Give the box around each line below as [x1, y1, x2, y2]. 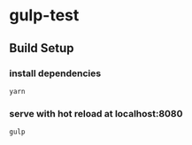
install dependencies [9, 67, 102, 80]
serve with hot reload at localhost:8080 [9, 107, 183, 119]
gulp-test [9, 5, 80, 26]
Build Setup [9, 41, 74, 56]
